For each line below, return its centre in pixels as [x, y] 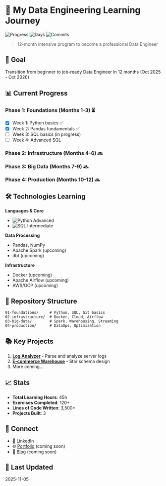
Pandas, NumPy [29, 245]
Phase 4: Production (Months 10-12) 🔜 [53, 180]
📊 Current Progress [36, 93]
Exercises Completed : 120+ [41, 402]
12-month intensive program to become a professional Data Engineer [88, 44]
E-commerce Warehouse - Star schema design [61, 361]
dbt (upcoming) [28, 256]
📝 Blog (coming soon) [34, 452]
